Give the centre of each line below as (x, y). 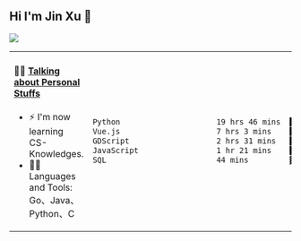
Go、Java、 (54, 201)
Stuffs (27, 93)
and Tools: (51, 187)
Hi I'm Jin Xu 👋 (51, 17)
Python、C (52, 214)
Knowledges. (56, 154)
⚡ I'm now (50, 117)
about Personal (47, 82)
